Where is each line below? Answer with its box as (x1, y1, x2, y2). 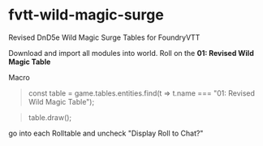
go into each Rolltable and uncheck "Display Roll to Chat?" (8, 128, 204, 138)
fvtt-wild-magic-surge (8, 6, 164, 24)
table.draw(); (28, 112, 72, 122)
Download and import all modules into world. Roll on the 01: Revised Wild (8, 48, 254, 58)
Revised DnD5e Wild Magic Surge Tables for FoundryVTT (8, 32, 200, 42)
